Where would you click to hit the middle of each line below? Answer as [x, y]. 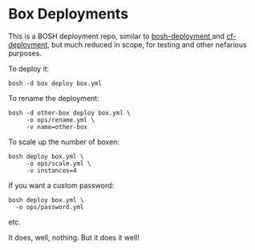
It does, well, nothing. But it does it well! [74, 237]
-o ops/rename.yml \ [60, 120]
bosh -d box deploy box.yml [55, 83]
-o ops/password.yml [50, 207]
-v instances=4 [52, 170]
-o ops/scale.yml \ [59, 163]
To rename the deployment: [54, 98]
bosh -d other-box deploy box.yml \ [69, 113]
